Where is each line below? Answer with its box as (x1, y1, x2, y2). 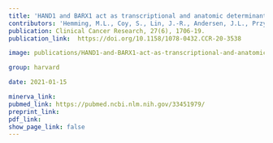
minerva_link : (8, 93, 57, 101)
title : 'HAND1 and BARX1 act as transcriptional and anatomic (8, 11, 223, 20)
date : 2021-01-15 (8, 78, 67, 86)
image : (8, 49, 31, 57)
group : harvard (8, 64, 60, 72)
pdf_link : (8, 115, 42, 124)
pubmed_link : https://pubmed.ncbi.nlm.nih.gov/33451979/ (8, 100, 206, 108)
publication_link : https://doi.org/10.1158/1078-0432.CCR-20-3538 (8, 34, 242, 43)
